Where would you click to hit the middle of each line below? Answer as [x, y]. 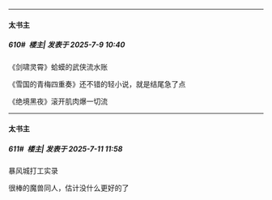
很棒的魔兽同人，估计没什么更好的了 [69, 188]
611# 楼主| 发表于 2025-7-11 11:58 [66, 149]
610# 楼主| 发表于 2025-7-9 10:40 [67, 45]
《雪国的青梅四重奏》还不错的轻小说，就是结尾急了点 [97, 84]
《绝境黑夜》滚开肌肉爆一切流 [58, 101]
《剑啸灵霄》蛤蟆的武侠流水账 [58, 66]
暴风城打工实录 [33, 171]
